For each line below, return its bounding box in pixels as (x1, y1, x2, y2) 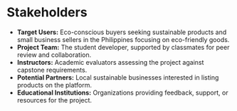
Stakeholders (6, 4, 88, 21)
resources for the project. (16, 95, 93, 104)
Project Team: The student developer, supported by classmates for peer (16, 43, 230, 51)
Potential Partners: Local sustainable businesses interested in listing (16, 73, 219, 82)
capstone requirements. (16, 65, 88, 74)
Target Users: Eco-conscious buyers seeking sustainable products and (16, 28, 227, 36)
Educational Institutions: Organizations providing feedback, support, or (16, 88, 228, 97)
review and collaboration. (16, 51, 92, 59)
